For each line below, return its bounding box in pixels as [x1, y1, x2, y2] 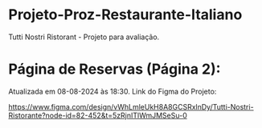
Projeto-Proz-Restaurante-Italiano [8, 6, 243, 24]
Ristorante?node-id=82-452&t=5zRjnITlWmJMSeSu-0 [8, 110, 187, 120]
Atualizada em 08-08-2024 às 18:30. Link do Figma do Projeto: [8, 86, 217, 96]
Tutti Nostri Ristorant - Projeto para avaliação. [8, 32, 160, 42]
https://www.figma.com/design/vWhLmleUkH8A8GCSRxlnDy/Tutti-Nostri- [8, 102, 255, 111]
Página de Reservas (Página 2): [8, 60, 221, 78]
